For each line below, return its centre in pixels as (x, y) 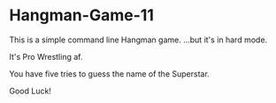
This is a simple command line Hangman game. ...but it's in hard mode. (138, 40)
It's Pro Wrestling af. (46, 56)
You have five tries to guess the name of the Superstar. (109, 74)
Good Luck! (30, 91)
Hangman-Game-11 (82, 15)
